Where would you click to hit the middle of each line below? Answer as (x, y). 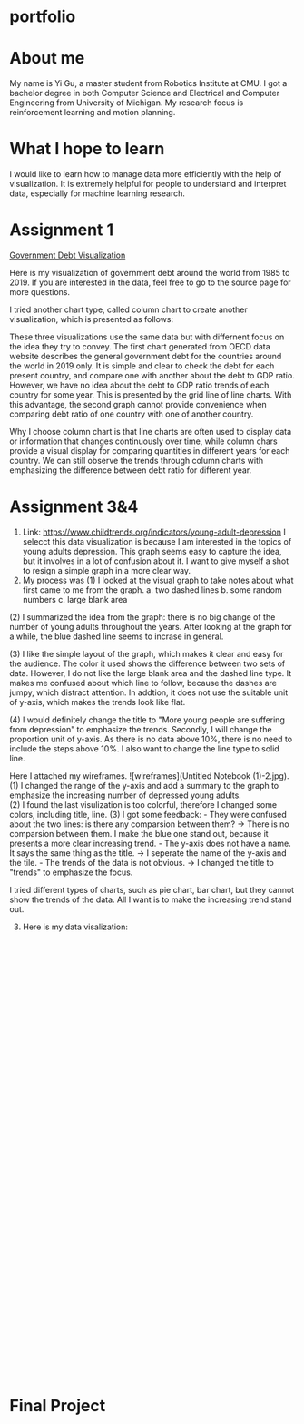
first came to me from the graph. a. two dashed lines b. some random (152, 589)
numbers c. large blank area (75, 599)
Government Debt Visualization (68, 255)
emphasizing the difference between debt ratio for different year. (131, 470)
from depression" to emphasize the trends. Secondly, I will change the (141, 729)
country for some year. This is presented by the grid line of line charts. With (151, 395)
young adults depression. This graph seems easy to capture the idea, (152, 551)
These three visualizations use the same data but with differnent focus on (147, 337)
